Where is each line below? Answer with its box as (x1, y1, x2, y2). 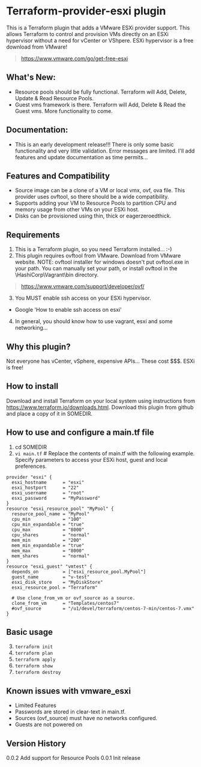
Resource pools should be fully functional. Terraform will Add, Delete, (14, 88, 187, 95)
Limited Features (14, 702, 57, 709)
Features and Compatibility (6, 171, 110, 181)
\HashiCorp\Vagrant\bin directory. (14, 271, 99, 279)
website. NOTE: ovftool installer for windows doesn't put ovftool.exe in (14, 258, 189, 265)
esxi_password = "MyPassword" (11, 495, 101, 501)
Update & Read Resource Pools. (14, 94, 94, 102)
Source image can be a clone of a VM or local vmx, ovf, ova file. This (14, 187, 185, 194)
